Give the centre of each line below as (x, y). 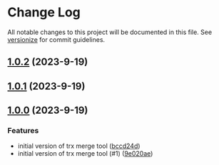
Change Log (44, 12)
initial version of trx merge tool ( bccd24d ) (79, 146)
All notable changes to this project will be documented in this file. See (110, 32)
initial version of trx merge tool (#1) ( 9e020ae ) (85, 154)
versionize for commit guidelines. (56, 39)
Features (23, 131)
